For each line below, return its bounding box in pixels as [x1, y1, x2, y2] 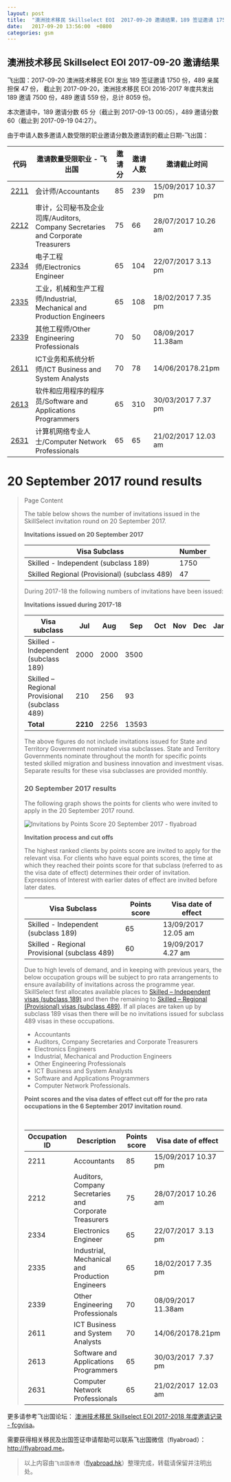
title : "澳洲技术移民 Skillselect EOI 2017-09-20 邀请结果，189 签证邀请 [7, 17, 214, 23]
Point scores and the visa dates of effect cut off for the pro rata [23, 1095, 208, 1103]
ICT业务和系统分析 [35, 354, 95, 364]
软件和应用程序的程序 [35, 386, 104, 396]
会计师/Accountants [35, 187, 100, 196]
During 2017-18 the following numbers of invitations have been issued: [23, 587, 223, 595]
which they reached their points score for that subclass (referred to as [23, 861, 223, 869]
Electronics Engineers [34, 1045, 96, 1053]
